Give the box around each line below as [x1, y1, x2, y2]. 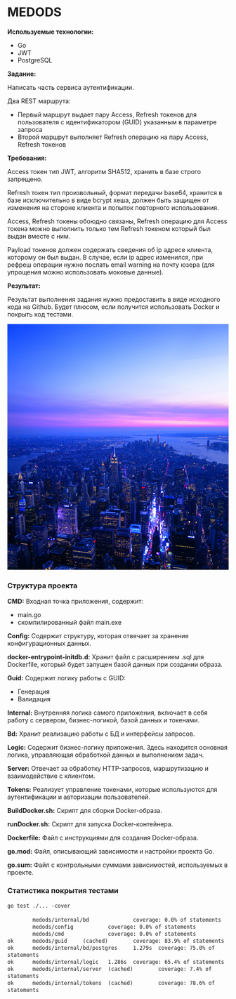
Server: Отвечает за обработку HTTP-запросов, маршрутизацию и [7, 764, 209, 772]
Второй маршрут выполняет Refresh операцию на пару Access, [17, 133, 209, 141]
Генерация [17, 687, 51, 696]
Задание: [7, 70, 37, 78]
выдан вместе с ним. [7, 232, 71, 240]
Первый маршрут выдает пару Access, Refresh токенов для [17, 110, 197, 119]
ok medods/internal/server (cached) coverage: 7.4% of [7, 965, 212, 972]
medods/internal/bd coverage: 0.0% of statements [32, 916, 221, 923]
